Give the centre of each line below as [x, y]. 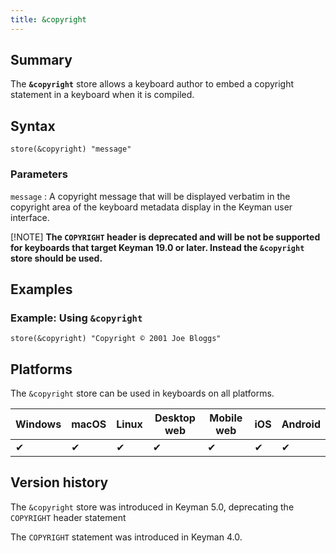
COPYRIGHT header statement [68, 517]
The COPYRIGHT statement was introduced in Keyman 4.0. [126, 537]
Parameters [39, 174]
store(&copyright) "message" [71, 149]
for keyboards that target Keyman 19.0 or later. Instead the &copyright [157, 247]
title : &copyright [48, 19]
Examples [41, 289]
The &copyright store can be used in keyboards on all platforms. [142, 393]
